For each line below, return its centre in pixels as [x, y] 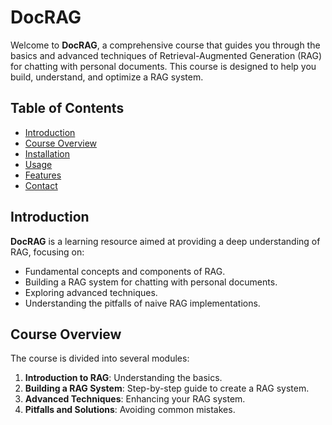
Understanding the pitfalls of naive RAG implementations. [142, 303]
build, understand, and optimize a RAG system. [107, 77]
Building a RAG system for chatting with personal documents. [151, 282]
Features [43, 175]
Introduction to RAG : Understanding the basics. [123, 378]
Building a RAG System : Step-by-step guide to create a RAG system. [167, 388]
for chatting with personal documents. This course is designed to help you [163, 66]
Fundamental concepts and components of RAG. [125, 271]
